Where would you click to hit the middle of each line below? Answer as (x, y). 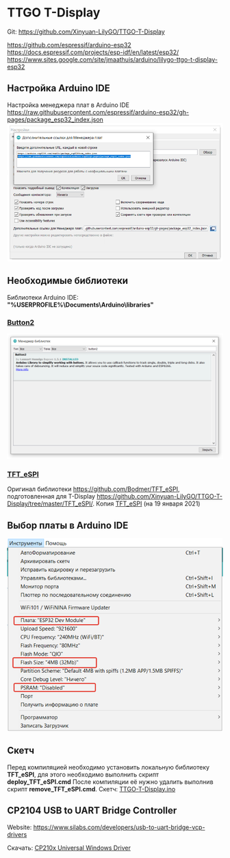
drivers (17, 834)
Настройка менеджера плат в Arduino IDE (68, 105)
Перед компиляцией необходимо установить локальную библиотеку (108, 767)
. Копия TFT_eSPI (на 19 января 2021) (146, 504)
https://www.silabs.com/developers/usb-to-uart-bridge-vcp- (119, 827)
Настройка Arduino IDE (59, 88)
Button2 (21, 322)
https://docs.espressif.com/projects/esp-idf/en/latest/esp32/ (93, 52)
